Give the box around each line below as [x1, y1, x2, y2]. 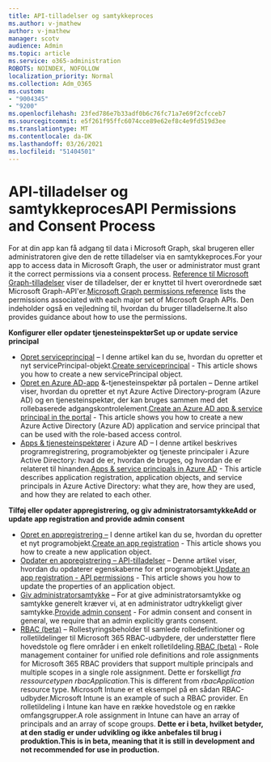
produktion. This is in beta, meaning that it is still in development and [19, 736, 255, 746]
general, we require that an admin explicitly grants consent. [19, 616, 218, 626]
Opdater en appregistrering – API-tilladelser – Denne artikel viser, [19, 556, 237, 565]
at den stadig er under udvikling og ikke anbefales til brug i [19, 728, 222, 738]
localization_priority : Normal [8, 72, 114, 80]
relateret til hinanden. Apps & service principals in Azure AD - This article [19, 464, 262, 474]
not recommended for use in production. [19, 745, 160, 755]
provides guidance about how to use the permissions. [8, 313, 188, 322]
